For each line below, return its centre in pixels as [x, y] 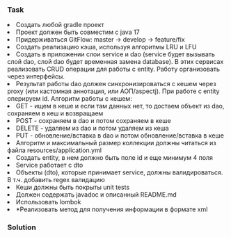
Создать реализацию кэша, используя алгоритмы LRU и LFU [106, 47]
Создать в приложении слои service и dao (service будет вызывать [116, 54]
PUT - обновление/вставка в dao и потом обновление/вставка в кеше [120, 136]
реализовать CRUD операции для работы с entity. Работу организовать [114, 69]
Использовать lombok [49, 202]
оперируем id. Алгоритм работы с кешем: [70, 99]
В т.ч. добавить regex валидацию [56, 180]
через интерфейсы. [36, 76]
